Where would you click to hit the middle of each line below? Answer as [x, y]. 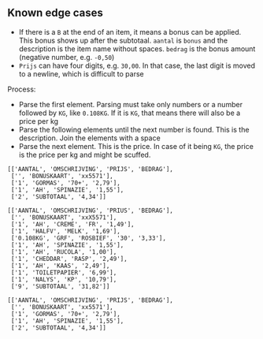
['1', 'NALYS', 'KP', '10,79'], [64, 279]
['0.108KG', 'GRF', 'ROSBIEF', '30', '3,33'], [89, 238]
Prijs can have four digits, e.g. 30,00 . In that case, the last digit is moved [137, 65]
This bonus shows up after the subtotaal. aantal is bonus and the [123, 40]
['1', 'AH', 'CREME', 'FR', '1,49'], [72, 224]
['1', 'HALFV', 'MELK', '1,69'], [66, 231]
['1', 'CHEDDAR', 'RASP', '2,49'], [69, 259]
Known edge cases [55, 13]
